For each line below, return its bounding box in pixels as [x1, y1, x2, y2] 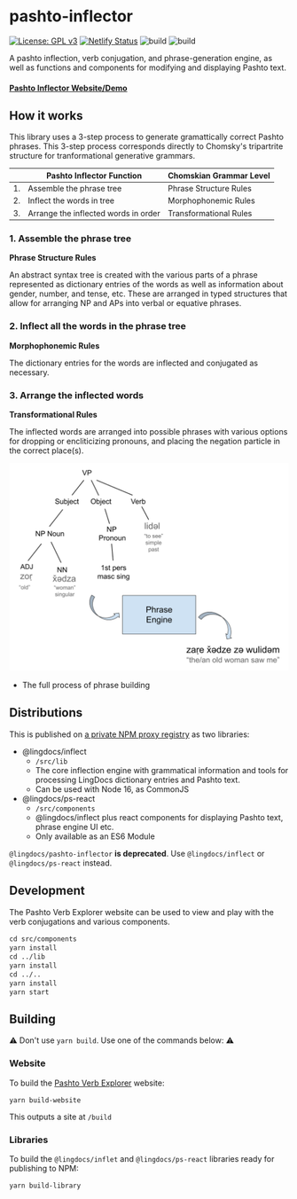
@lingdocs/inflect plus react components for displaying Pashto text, [35, 811, 284, 822]
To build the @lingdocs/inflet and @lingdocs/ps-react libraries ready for [9, 1154, 275, 1164]
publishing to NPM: [9, 1164, 80, 1174]
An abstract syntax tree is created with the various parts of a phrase [9, 270, 259, 280]
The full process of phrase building [21, 680, 151, 691]
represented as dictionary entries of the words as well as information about [9, 279, 284, 290]
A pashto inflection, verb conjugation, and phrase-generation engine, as [9, 52, 273, 63]
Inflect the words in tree [27, 195, 115, 206]
